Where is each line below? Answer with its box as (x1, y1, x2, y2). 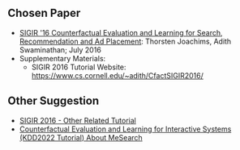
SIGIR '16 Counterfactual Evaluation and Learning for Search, (19, 27, 224, 37)
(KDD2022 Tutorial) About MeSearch (19, 132, 143, 142)
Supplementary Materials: (19, 53, 106, 63)
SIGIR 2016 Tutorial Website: (31, 62, 126, 72)
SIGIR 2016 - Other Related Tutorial (19, 115, 137, 125)
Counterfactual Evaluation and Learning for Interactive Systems (19, 124, 232, 134)
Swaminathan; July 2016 (19, 44, 102, 55)
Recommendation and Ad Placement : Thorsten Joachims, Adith (19, 36, 232, 46)
